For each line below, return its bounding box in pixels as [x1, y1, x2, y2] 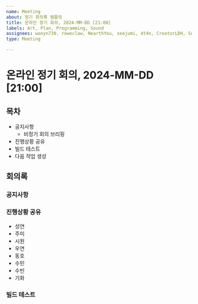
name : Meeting [6, 8, 41, 15]
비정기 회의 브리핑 [23, 130, 65, 138]
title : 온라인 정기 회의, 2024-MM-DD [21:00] [6, 19, 111, 25]
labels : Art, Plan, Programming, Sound [6, 25, 104, 31]
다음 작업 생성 [14, 153, 47, 159]
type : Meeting [6, 36, 41, 42]
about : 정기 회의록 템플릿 [6, 14, 62, 20]
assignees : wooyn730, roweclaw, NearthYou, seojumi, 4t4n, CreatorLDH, [6, 31, 186, 37]
